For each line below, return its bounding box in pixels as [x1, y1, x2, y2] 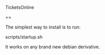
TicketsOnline [5, 5, 34, 10]
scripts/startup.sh [5, 34, 43, 40]
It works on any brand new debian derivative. [5, 44, 100, 50]
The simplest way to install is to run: [5, 24, 81, 30]
